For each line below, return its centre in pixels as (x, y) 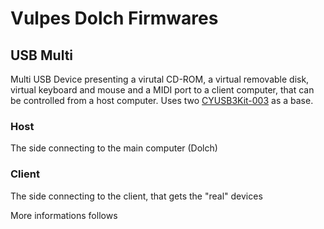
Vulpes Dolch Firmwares (114, 18)
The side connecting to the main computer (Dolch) (114, 148)
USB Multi (42, 55)
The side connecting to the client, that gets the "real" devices (136, 196)
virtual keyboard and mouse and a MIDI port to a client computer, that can (162, 90)
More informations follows (64, 215)
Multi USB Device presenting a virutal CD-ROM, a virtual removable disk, (160, 79)
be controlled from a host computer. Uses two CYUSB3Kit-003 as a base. (162, 100)
